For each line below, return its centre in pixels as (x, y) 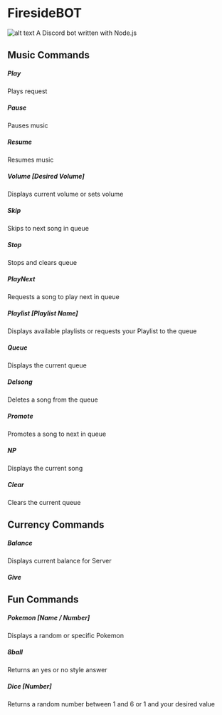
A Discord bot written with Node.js (86, 33)
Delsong (20, 382)
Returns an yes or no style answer (58, 670)
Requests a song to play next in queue (63, 297)
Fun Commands (43, 600)
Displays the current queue (47, 365)
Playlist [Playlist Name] (43, 313)
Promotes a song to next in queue (57, 434)
